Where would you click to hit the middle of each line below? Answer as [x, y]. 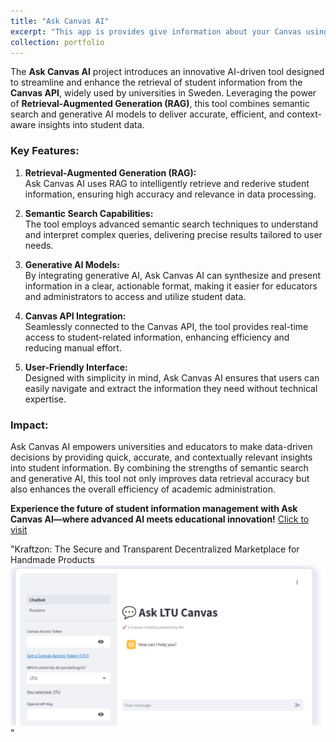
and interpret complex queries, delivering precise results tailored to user [173, 234]
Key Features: [45, 151]
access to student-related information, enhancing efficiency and [157, 337]
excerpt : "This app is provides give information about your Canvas [156, 31]
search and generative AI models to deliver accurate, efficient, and [147, 114]
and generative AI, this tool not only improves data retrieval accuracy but [160, 478]
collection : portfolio [57, 42]
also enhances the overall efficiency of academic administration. [143, 489]
